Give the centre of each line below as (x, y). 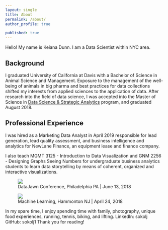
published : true (22, 33)
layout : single (21, 10)
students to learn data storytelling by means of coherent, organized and (80, 166)
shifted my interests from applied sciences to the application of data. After (82, 91)
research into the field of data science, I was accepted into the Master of (80, 97)
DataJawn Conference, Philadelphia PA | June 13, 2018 (74, 186)
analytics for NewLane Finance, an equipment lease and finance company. (82, 146)
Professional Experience (45, 123)
